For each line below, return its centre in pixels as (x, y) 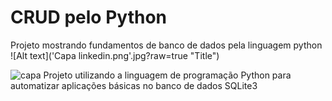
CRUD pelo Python (89, 17)
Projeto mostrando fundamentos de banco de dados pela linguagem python (166, 45)
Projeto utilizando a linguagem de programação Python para (167, 75)
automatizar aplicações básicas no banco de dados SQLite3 (134, 85)
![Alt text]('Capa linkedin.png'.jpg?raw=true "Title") (115, 55)
